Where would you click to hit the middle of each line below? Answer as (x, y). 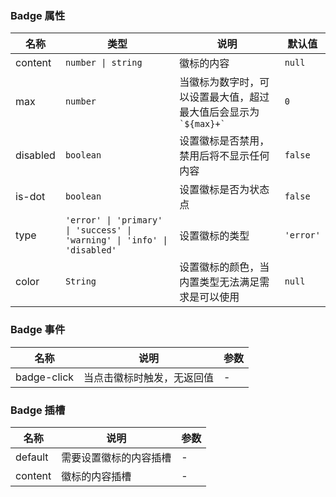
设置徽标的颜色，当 (224, 267)
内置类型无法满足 (219, 282)
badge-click (45, 377)
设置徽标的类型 (214, 236)
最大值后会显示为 (219, 112)
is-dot (30, 197)
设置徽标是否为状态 (224, 190)
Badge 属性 (38, 15)
